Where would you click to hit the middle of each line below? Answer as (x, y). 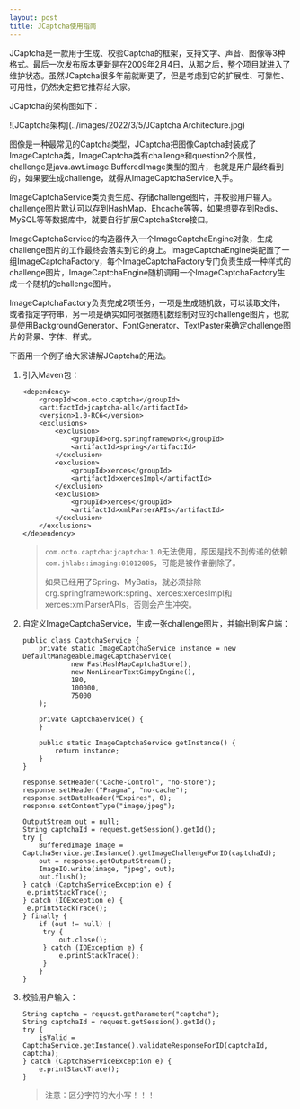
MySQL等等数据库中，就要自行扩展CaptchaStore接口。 (111, 219)
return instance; (87, 751)
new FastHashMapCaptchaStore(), (131, 664)
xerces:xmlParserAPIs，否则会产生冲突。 (121, 604)
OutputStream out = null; (71, 821)
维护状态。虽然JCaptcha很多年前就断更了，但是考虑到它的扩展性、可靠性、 (149, 75)
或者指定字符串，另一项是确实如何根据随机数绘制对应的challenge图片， (141, 314)
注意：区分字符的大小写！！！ (100, 1095)
